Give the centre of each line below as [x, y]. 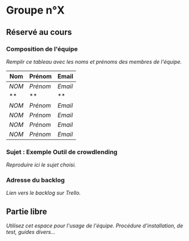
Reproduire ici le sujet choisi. [41, 165]
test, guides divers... [31, 232]
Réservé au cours [39, 32]
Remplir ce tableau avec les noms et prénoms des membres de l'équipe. [94, 61]
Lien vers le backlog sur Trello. [43, 193]
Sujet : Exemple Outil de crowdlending [62, 152]
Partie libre [27, 211]
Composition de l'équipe [42, 49]
